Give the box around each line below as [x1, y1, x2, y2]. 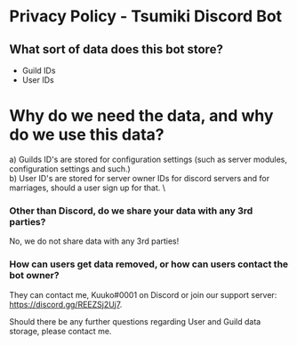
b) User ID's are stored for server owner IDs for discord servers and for [9, 172, 269, 183]
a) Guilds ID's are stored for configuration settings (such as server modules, [9, 154, 287, 164]
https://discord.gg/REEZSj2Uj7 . [9, 299, 123, 309]
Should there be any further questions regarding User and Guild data [9, 316, 261, 326]
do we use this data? [9, 124, 165, 145]
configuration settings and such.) [9, 163, 131, 174]
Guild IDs [21, 65, 56, 76]
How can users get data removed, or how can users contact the [9, 258, 289, 270]
